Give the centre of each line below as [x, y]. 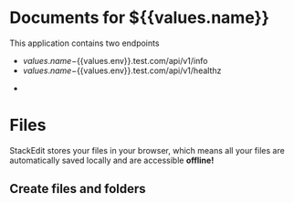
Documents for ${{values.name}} [139, 18]
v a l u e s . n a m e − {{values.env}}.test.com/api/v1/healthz [122, 70]
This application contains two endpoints [84, 43]
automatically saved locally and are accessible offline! [112, 160]
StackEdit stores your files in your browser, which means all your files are [147, 150]
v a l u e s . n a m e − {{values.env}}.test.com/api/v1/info [115, 60]
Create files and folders [78, 189]
